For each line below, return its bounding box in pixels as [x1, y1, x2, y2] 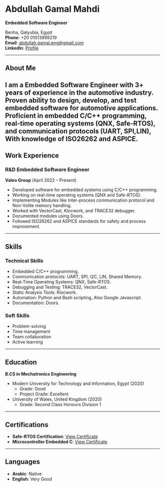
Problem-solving [12, 323, 46, 329]
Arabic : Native [12, 471, 42, 477]
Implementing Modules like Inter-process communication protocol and [12, 197, 155, 203]
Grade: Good [19, 386, 46, 392]
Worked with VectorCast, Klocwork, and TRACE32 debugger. [12, 208, 136, 214]
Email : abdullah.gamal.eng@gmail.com [5, 39, 84, 45]
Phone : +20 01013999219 [5, 35, 57, 40]
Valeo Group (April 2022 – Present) [5, 177, 77, 183]
